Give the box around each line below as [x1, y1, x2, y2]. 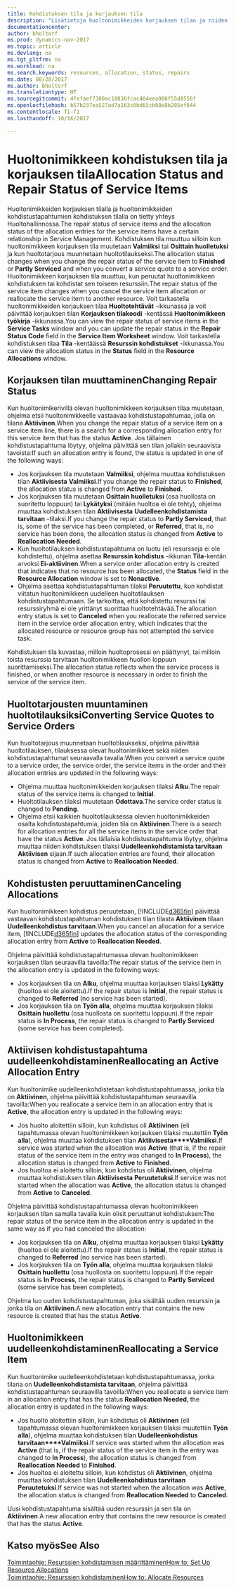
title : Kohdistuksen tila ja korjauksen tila [7, 10, 143, 18]
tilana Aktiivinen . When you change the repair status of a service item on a [7, 419, 223, 428]
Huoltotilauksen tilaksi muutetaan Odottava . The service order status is [17, 798, 223, 806]
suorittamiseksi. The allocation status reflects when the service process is [7, 662, 220, 672]
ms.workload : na [7, 63, 55, 70]
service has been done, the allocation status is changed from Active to [17, 530, 223, 538]
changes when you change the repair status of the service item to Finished [7, 257, 225, 265]
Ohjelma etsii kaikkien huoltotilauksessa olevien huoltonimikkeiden [17, 812, 210, 821]
